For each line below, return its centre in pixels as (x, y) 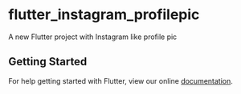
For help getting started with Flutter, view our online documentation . (120, 80)
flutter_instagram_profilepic (104, 15)
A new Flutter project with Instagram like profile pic (93, 37)
